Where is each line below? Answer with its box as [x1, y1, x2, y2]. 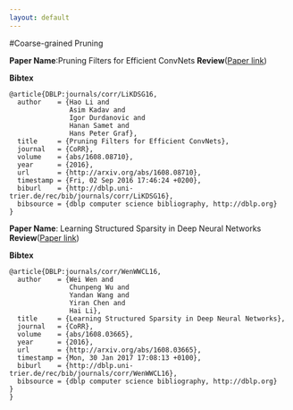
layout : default [9, 13, 70, 22]
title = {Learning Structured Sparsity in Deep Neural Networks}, [17, 314, 286, 323]
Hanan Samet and [69, 121, 130, 130]
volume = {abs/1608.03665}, [17, 329, 134, 338]
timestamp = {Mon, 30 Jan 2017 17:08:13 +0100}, [17, 353, 202, 363]
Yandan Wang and [69, 290, 130, 300]
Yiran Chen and [69, 298, 126, 307]
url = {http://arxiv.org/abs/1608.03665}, [17, 346, 202, 354]
